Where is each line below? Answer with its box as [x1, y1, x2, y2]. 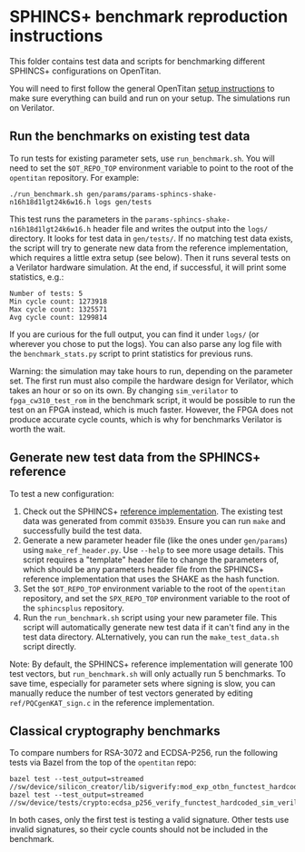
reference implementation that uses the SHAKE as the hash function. [22, 573, 280, 584]
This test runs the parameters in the [9, 213, 143, 224]
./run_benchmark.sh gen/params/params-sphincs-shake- [9, 189, 218, 199]
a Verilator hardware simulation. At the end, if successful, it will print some [9, 262, 288, 272]
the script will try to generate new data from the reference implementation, [9, 243, 289, 253]
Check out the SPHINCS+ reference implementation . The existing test [22, 506, 283, 517]
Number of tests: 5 [9, 289, 84, 298]
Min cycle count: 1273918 [9, 297, 107, 306]
